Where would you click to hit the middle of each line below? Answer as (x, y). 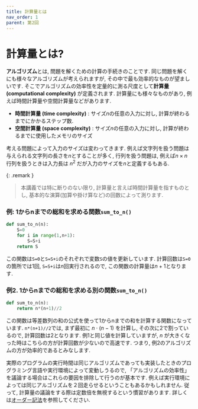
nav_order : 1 (22, 17)
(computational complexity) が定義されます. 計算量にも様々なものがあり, (96, 94)
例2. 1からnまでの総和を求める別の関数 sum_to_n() (77, 290)
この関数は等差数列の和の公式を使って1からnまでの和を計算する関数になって (99, 320)
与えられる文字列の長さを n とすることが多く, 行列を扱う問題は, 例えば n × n (97, 156)
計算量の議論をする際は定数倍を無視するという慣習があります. (95, 392)
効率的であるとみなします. (58, 350)
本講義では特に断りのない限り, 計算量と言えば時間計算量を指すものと (105, 187)
